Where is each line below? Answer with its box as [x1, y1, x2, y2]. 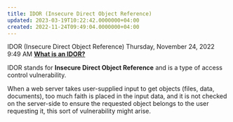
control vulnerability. [7, 71, 67, 79]
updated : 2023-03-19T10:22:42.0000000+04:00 [7, 17, 140, 24]
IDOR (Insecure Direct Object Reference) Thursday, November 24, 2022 [7, 43, 215, 51]
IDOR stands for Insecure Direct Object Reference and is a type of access [7, 64, 223, 72]
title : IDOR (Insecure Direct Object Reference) [7, 10, 152, 18]
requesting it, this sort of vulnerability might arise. [7, 107, 151, 116]
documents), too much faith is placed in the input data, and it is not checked [7, 92, 227, 100]
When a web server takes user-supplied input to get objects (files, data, [7, 85, 215, 93]
